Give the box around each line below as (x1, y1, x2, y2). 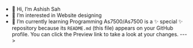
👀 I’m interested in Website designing (11, 12, 102, 19)
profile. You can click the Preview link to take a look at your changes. (11, 31, 179, 37)
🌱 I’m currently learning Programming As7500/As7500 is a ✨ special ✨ (11, 18, 184, 25)
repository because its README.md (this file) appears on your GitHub (11, 25, 174, 32)
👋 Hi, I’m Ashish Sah (11, 6, 61, 12)
